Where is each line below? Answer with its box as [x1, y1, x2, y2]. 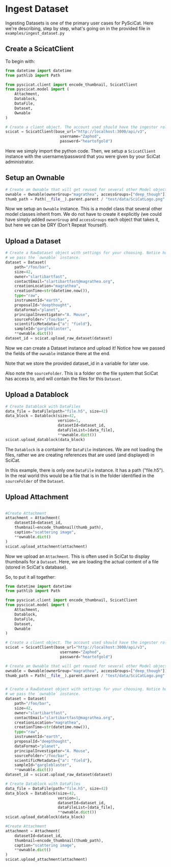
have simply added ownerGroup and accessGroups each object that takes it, [5, 216, 160, 222]
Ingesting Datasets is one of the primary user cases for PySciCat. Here [5, 20, 154, 26]
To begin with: [5, 58, 35, 64]
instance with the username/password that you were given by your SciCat [5, 154, 160, 159]
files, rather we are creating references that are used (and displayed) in [5, 452, 155, 458]
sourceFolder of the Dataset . [5, 478, 65, 484]
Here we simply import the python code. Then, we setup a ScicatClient [5, 148, 156, 154]
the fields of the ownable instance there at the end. [5, 350, 110, 356]
